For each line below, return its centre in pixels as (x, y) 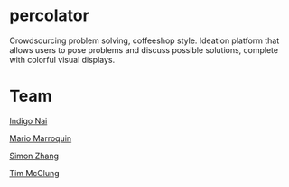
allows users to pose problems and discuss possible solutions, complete (144, 49)
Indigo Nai (28, 120)
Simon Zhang (34, 156)
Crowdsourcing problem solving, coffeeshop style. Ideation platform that (144, 40)
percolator (50, 16)
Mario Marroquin (41, 138)
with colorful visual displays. (62, 59)
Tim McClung (35, 173)
